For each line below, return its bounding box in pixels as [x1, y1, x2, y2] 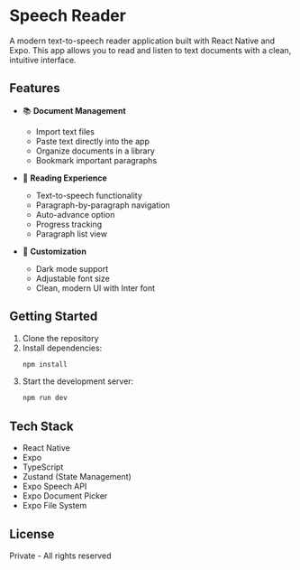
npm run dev [22, 394, 68, 403]
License [9, 526, 55, 542]
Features [9, 80, 60, 96]
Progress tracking [35, 219, 103, 229]
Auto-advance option [35, 209, 115, 220]
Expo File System [22, 500, 87, 511]
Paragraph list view [35, 228, 108, 239]
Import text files [35, 126, 95, 136]
